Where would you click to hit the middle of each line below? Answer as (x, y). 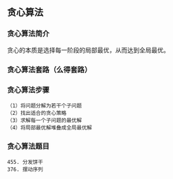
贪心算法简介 (28, 34)
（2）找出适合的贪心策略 (37, 113)
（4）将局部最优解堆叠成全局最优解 (50, 127)
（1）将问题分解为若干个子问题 (45, 105)
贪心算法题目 (28, 146)
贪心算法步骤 (28, 89)
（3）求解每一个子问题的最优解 (45, 120)
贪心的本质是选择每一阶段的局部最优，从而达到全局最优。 (88, 50)
